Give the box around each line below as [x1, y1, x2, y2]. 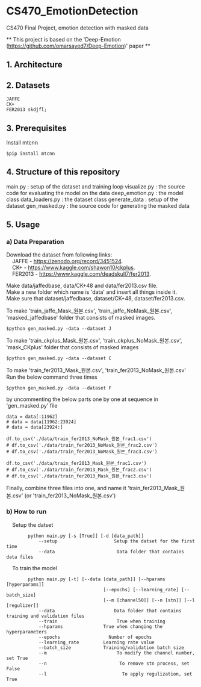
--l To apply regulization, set [38, 671, 193, 677]
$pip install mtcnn [6, 151, 55, 157]
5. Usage [6, 220, 40, 230]
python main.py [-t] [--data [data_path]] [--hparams [28, 576, 165, 582]
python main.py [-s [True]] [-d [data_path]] [28, 533, 144, 539]
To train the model [11, 564, 58, 571]
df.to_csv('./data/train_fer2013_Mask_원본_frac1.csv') [6, 461, 147, 467]
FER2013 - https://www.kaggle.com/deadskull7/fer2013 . [11, 270, 152, 278]
